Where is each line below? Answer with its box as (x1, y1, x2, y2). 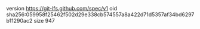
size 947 (33, 17, 55, 24)
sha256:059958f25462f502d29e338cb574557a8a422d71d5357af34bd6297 (6, 11, 195, 18)
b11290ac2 (6, 17, 33, 24)
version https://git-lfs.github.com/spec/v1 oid (6, 5, 118, 12)
